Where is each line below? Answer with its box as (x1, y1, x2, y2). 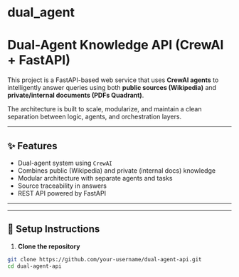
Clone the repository (17, 242, 80, 251)
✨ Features (7, 140, 58, 152)
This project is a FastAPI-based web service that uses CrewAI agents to (7, 76, 219, 84)
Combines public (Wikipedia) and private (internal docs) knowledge (17, 166, 216, 175)
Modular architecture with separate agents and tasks (17, 173, 173, 182)
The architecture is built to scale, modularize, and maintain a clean (7, 105, 202, 114)
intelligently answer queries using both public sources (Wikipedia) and (7, 84, 217, 92)
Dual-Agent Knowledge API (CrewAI (7, 37, 224, 54)
